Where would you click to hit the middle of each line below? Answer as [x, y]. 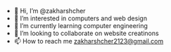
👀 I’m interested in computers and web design [81, 18]
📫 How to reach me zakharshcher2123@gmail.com [89, 41]
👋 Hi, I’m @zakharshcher [50, 11]
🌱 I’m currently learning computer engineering [81, 26]
